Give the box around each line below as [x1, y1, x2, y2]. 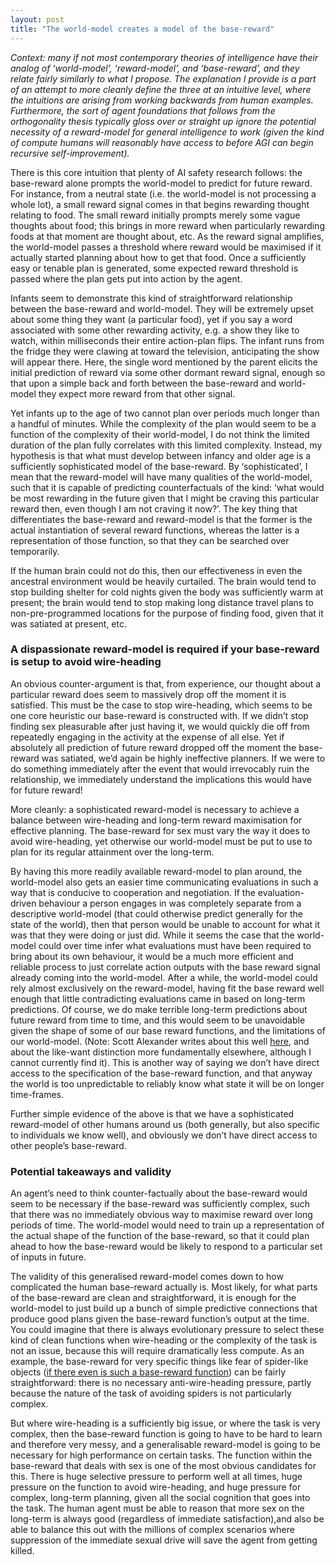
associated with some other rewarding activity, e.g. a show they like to [10, 324, 300, 336]
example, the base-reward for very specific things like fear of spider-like [10, 1356, 309, 1368]
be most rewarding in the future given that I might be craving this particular [10, 492, 320, 504]
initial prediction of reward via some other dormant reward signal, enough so [10, 366, 326, 378]
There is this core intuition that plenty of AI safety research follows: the [10, 166, 303, 178]
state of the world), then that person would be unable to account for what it [10, 918, 320, 930]
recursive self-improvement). [10, 147, 130, 159]
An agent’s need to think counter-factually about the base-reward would [10, 1187, 308, 1200]
